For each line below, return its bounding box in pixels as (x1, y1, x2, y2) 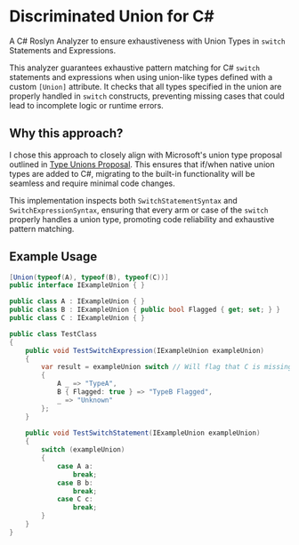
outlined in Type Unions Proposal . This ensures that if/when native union (9, 158, 275, 170)
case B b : (56, 478, 93, 487)
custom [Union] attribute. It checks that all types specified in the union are (9, 81, 282, 92)
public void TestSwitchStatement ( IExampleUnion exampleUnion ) (25, 429, 261, 437)
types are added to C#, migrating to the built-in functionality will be (9, 168, 255, 179)
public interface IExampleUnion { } (9, 281, 145, 290)
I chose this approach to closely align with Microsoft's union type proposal (9, 149, 283, 160)
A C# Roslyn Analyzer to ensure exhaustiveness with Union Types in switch (9, 36, 286, 46)
